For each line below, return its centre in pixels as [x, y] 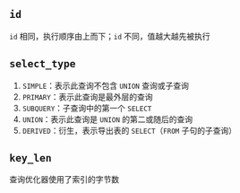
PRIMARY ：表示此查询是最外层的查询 [87, 96]
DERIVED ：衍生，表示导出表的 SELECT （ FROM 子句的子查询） [129, 130]
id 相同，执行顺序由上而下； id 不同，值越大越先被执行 [110, 36]
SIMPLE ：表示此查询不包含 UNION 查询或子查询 [106, 85]
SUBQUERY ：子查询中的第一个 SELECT [87, 108]
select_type [43, 64]
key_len [30, 158]
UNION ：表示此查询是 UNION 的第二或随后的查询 [107, 119]
